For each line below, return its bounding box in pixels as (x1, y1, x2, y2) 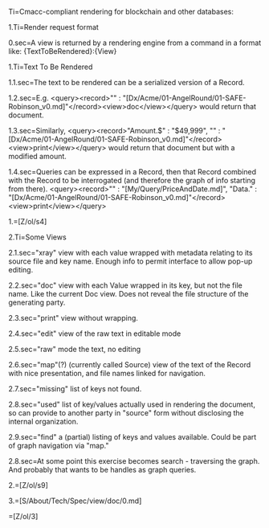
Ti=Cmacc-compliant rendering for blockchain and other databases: (8, 7, 234, 16)
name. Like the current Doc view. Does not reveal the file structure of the (8, 289, 249, 298)
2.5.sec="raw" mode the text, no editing (8, 345, 141, 354)
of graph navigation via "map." (8, 441, 109, 450)
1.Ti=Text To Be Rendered (8, 62, 93, 72)
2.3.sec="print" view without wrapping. (8, 313, 139, 322)
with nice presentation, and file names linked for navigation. (8, 369, 206, 378)
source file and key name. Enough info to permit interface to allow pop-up (8, 256, 253, 266)
